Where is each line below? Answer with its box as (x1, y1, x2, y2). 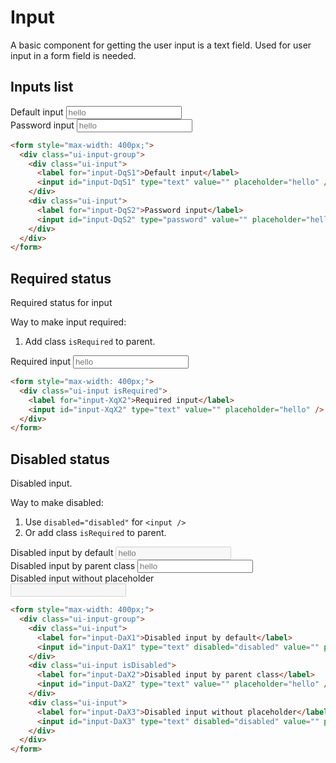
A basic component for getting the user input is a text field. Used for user (10, 39, 312, 51)
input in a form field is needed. (10, 49, 137, 61)
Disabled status (10, 451, 110, 468)
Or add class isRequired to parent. (24, 527, 167, 539)
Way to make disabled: (10, 497, 104, 509)
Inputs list (10, 79, 74, 96)
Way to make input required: (10, 316, 127, 328)
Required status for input (10, 297, 113, 309)
